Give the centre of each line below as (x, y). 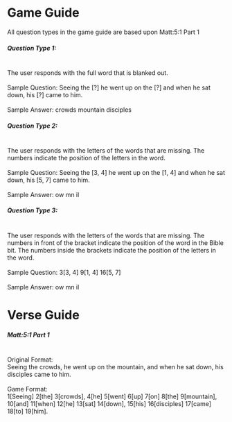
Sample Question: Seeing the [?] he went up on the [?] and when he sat (109, 87)
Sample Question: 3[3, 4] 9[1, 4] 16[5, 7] (64, 272)
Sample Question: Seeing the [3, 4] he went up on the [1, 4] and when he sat (116, 172)
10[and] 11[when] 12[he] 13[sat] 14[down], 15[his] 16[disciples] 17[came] (109, 404)
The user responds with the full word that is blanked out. (88, 73)
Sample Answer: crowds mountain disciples (69, 110)
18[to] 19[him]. (28, 411)
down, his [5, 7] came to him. (48, 180)
